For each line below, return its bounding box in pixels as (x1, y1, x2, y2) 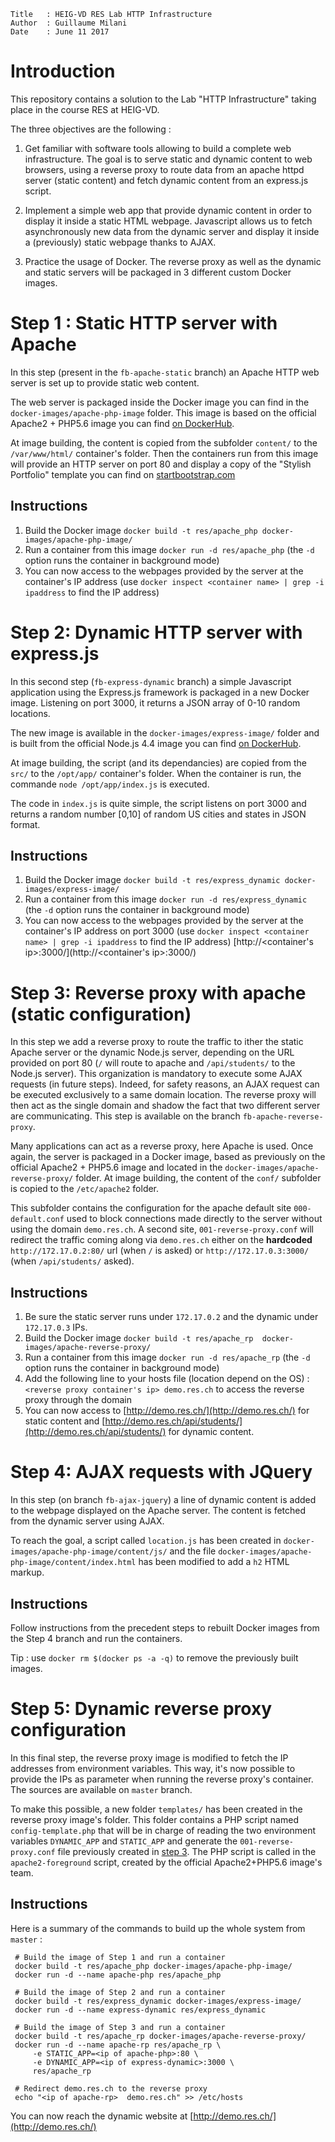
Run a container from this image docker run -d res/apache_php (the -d (24, 543, 315, 555)
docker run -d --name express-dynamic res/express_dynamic (14, 2005, 267, 2015)
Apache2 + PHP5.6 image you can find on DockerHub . (10, 417, 235, 429)
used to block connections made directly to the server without (66, 1213, 323, 1225)
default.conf (10, 1215, 65, 1225)
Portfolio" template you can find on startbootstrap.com (10, 468, 236, 480)
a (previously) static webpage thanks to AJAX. (24, 236, 217, 248)
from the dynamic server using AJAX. (10, 1515, 165, 1527)
